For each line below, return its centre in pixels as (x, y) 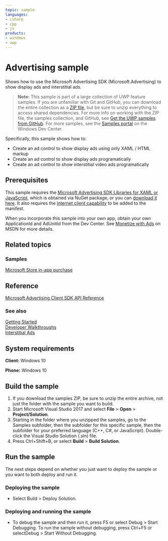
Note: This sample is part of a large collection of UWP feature (81, 97)
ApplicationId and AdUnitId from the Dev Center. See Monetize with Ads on (83, 223)
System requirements (40, 348)
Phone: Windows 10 (26, 370)
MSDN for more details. (29, 229)
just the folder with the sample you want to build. (63, 403)
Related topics (28, 245)
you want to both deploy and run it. (41, 475)
